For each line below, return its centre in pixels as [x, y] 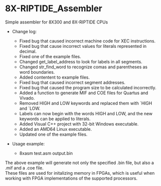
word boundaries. [37, 72]
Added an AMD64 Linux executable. [55, 129]
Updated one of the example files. [53, 134]
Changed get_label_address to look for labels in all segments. [81, 62]
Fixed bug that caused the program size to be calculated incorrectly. [88, 87]
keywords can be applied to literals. [55, 119]
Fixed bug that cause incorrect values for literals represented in [83, 46]
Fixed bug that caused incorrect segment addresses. [72, 82]
